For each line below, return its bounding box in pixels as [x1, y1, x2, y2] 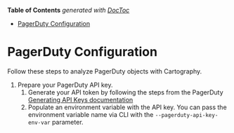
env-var [27, 119, 51, 126]
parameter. [51, 118, 84, 126]
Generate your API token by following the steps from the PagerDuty [27, 87, 223, 97]
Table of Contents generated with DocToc [7, 6, 130, 14]
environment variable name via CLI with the [27, 110, 154, 118]
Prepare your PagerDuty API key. [17, 80, 114, 89]
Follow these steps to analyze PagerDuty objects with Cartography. [7, 66, 202, 76]
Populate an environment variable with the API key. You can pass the [27, 103, 227, 111]
